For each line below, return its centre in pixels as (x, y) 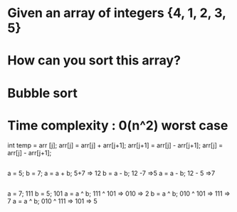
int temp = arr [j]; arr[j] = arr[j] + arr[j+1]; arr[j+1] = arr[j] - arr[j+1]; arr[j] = (115, 145)
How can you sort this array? (94, 61)
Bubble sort (43, 93)
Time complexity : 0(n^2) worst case (118, 125)
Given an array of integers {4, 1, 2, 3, (117, 13)
